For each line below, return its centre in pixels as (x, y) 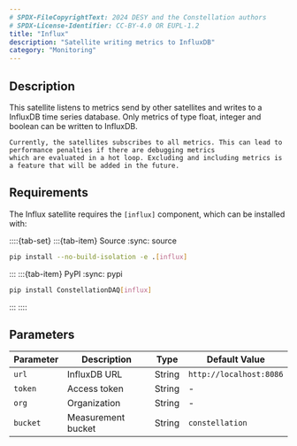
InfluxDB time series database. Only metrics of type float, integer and (135, 117)
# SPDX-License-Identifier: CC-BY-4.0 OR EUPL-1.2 (104, 26)
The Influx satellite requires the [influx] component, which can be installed (147, 214)
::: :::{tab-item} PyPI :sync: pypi (66, 273)
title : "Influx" (39, 34)
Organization (94, 404)
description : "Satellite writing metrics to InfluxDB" (112, 42)
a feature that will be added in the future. (94, 165)
